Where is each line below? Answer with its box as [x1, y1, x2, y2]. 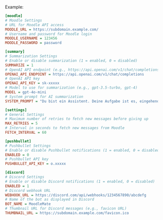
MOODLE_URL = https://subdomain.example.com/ [5, 27, 98, 32]
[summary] [5, 49, 25, 54]
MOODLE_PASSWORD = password [5, 41, 62, 46]
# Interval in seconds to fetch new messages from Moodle [5, 126, 125, 130]
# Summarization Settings [5, 54, 57, 59]
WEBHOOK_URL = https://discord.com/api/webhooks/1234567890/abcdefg [5, 192, 147, 198]
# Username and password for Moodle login [5, 31, 92, 36]
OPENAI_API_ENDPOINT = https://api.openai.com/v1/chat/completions [5, 72, 145, 77]
